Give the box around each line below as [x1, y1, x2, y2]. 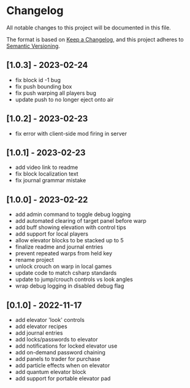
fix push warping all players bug [15, 89, 96, 97]
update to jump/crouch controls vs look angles [15, 276, 133, 283]
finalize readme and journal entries [15, 243, 104, 251]
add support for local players [15, 230, 89, 237]
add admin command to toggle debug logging [15, 211, 131, 218]
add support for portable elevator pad [15, 375, 111, 382]
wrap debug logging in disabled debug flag [15, 282, 124, 289]
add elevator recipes [15, 323, 67, 330]
